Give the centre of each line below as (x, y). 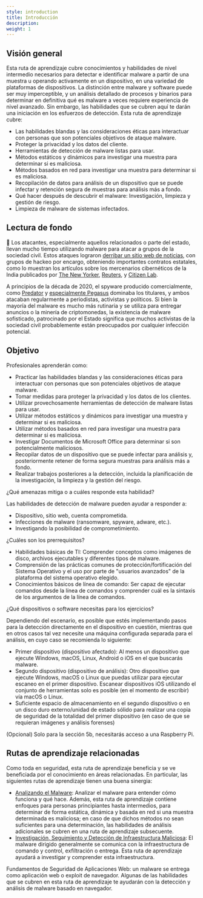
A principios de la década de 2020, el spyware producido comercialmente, (99, 286)
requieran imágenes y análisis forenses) (65, 722)
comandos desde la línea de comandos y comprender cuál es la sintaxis (105, 590)
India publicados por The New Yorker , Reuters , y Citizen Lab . (82, 274)
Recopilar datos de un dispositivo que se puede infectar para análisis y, (104, 454)
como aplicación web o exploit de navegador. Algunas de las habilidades (97, 875)
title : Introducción (32, 18)
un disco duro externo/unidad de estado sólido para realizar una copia (103, 709)
